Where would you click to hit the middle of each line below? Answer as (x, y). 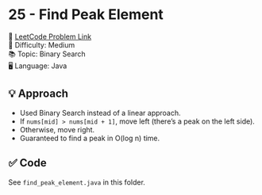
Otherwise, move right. (57, 129)
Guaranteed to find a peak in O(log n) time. (90, 138)
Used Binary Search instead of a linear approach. (100, 113)
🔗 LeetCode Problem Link (50, 36)
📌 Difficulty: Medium (42, 44)
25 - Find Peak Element (86, 15)
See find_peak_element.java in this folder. (77, 182)
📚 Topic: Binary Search (47, 54)
